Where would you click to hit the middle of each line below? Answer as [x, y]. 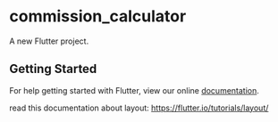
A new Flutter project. [49, 41]
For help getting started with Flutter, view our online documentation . [134, 90]
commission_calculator [98, 16]
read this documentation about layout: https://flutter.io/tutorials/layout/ [139, 108]
